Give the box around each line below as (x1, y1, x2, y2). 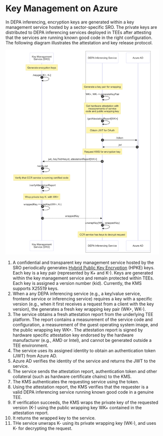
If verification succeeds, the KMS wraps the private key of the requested (12, 399, 159, 405)
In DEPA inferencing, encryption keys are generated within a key (5, 19, 134, 25)
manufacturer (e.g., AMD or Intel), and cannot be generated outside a (12, 337, 152, 343)
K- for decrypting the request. (12, 425, 72, 431)
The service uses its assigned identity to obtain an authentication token (12, 347, 156, 354)
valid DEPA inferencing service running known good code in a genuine (12, 389, 154, 395)
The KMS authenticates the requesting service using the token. (12, 378, 139, 384)
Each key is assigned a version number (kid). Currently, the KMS (12, 280, 142, 286)
